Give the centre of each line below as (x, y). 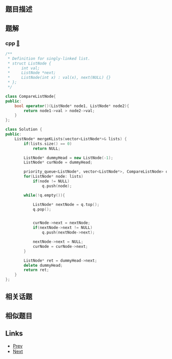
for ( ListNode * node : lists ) (53, 177)
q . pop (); (42, 209)
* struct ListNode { (29, 63)
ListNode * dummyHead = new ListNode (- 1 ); (69, 158)
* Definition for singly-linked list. (49, 58)
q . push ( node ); (57, 186)
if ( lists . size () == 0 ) (48, 144)
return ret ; (37, 270)
